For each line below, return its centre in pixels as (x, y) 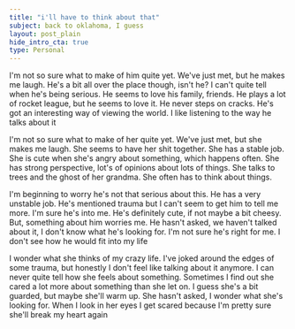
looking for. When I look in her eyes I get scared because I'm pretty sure (140, 305)
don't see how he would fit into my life (79, 241)
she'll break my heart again (59, 315)
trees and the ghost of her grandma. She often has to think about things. (140, 177)
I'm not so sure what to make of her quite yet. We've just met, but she (136, 140)
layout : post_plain (45, 34)
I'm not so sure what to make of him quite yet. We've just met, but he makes (147, 75)
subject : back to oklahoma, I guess (76, 26)
